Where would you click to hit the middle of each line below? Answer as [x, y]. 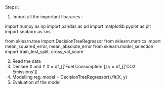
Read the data [26, 61]
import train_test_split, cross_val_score [44, 52]
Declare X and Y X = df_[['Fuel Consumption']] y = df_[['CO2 [74, 67]
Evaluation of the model [36, 82]
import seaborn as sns [28, 31]
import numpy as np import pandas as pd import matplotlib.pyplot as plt [78, 26]
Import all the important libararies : [47, 17]
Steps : [12, 7]
